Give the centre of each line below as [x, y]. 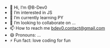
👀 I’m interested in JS [31, 12]
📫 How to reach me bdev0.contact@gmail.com [57, 28]
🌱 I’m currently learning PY [37, 18]
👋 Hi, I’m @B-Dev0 [28, 7]
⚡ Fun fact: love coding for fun [40, 40]
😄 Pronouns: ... [25, 35]
